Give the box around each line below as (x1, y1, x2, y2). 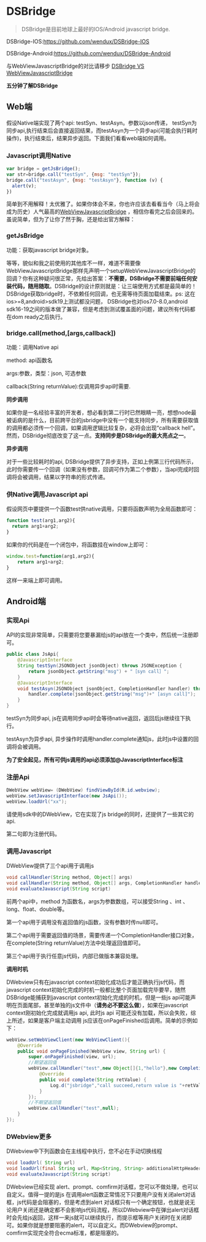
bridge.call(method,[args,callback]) (6, 329, 116, 337)
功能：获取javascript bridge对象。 (6, 246, 92, 253)
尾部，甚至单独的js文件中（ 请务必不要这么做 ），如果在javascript (27, 1001, 188, 1008)
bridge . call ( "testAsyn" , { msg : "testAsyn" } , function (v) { (6, 177, 164, 183)
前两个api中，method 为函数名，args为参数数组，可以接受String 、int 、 (6, 897, 189, 905)
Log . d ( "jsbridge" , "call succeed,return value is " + (50, 1082, 185, 1088)
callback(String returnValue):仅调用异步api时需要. (6, 383, 131, 390)
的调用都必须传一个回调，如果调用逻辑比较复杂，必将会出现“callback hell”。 (6, 424, 199, 431)
